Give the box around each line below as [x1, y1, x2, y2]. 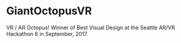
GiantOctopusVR [6, 4, 92, 18]
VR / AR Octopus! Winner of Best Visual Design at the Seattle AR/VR [6, 24, 176, 31]
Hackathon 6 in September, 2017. [6, 30, 89, 37]
